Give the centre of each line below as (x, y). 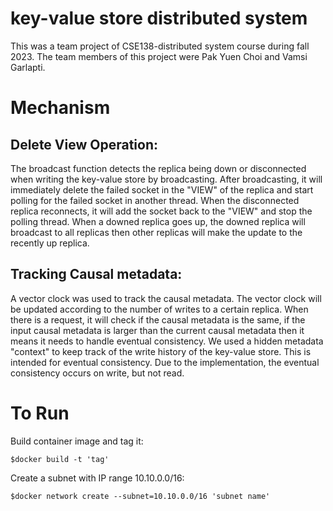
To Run (40, 413)
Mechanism (60, 108)
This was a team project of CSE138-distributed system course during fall (160, 46)
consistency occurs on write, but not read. (97, 373)
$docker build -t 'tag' (60, 459)
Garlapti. (28, 67)
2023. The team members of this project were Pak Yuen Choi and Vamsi (159, 56)
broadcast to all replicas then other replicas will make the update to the (156, 232)
